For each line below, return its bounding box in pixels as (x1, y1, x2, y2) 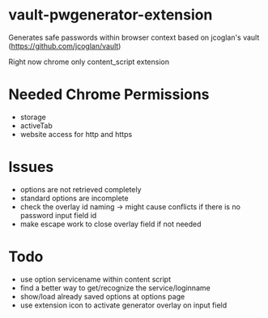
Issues (8, 158, 54, 176)
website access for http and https (19, 129, 133, 139)
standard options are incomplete (19, 193, 129, 203)
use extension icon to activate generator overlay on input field (19, 300, 228, 310)
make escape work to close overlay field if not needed (19, 219, 202, 229)
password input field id (19, 210, 97, 220)
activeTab (19, 120, 53, 131)
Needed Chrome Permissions (8, 85, 210, 104)
